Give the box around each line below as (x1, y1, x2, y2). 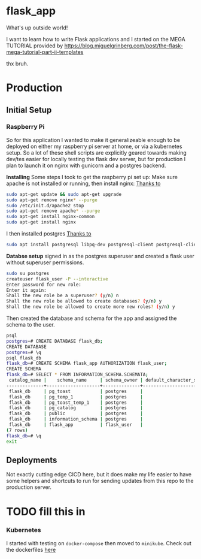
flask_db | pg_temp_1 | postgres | (8, 394, 144, 400)
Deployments (6, 455, 57, 465)
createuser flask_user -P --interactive (6, 276, 109, 282)
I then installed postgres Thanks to (6, 230, 92, 237)
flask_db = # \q (6, 433, 42, 439)
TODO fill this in (6, 504, 86, 518)
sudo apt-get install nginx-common (6, 214, 95, 220)
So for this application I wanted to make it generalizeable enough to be (6, 136, 181, 143)
